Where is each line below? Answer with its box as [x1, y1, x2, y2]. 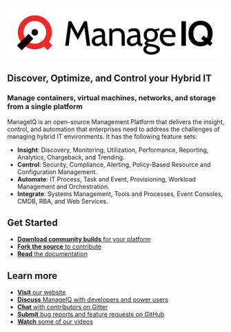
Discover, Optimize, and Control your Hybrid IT [7, 72, 212, 84]
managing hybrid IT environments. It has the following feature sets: [7, 132, 198, 140]
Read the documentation [17, 250, 88, 258]
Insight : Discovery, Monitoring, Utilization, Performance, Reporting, [17, 146, 209, 154]
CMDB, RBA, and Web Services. [17, 197, 108, 205]
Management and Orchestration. [17, 182, 110, 191]
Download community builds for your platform [17, 235, 152, 244]
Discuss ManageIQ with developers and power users [17, 295, 169, 304]
